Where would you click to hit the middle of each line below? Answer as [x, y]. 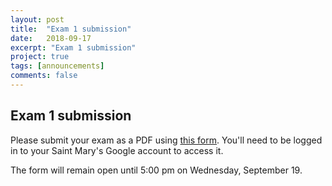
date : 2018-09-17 [51, 38]
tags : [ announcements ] [57, 66]
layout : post [37, 19]
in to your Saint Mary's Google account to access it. [117, 150]
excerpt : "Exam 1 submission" [73, 47]
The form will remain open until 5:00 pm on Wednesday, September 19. [156, 170]
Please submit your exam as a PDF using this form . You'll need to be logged [166, 140]
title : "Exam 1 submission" [71, 29]
